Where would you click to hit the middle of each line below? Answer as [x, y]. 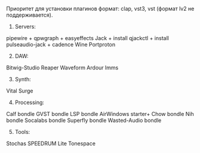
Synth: [23, 79]
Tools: [22, 132]
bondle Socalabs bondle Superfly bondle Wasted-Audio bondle [84, 120]
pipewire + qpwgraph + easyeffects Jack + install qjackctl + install [87, 38]
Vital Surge [20, 91]
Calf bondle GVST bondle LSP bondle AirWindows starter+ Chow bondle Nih [100, 114]
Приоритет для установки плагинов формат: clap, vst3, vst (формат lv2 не [100, 9]
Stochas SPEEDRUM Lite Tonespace [51, 143]
